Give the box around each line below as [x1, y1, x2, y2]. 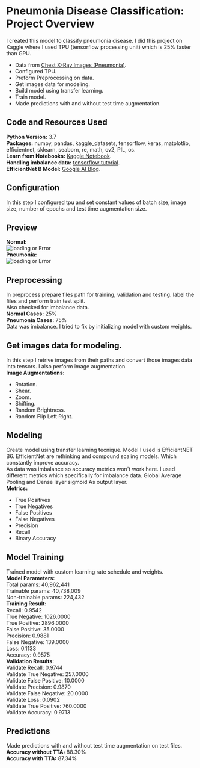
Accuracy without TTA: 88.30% [6, 748, 86, 756]
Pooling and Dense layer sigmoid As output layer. [6, 478, 128, 485]
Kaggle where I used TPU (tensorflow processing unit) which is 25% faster [6, 43, 192, 51]
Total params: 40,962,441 [6, 581, 70, 588]
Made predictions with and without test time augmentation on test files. [6, 742, 183, 749]
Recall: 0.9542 [6, 606, 42, 613]
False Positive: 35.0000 [6, 625, 64, 633]
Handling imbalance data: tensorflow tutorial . [6, 158, 120, 166]
